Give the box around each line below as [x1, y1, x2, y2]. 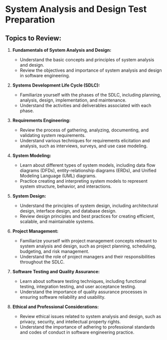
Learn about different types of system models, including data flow [19, 162, 156, 168]
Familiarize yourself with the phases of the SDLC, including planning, [19, 92, 161, 98]
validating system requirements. [19, 132, 86, 138]
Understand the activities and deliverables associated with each [19, 103, 152, 108]
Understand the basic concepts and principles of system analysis [19, 57, 155, 63]
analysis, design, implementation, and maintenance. [19, 97, 127, 103]
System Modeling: [12, 153, 51, 158]
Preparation [5, 14, 55, 25]
